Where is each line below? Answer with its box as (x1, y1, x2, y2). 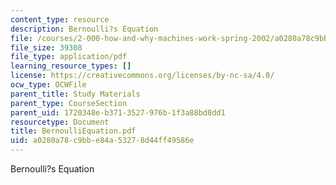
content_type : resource (10, 14, 110, 25)
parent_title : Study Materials (10, 89, 141, 99)
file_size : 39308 (10, 42, 83, 53)
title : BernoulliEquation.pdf (10, 126, 137, 136)
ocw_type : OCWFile (10, 80, 87, 90)
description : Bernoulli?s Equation (10, 24, 159, 34)
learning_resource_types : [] (10, 61, 132, 71)
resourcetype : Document (10, 117, 110, 127)
